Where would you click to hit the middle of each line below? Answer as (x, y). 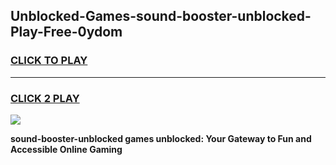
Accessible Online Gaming (66, 149)
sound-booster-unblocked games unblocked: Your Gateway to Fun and (161, 138)
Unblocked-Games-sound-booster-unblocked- (161, 16)
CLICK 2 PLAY (45, 98)
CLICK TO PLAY (49, 61)
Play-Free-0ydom (66, 32)
